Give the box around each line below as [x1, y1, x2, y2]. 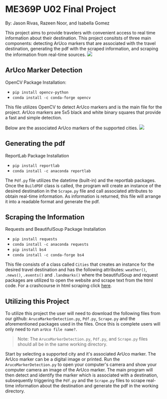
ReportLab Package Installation [5, 152, 69, 158]
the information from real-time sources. [5, 51, 86, 57]
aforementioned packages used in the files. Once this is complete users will [5, 321, 161, 327]
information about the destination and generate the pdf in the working [15, 383, 159, 389]
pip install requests [12, 237, 57, 242]
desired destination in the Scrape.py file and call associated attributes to [5, 188, 153, 194]
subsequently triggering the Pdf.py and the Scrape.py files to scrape [5, 378, 146, 384]
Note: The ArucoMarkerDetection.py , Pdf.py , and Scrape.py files [17, 336, 148, 342]
